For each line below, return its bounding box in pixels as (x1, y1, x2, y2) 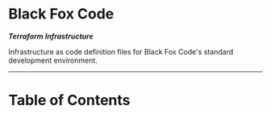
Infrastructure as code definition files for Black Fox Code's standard (8, 47, 234, 56)
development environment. (8, 55, 98, 65)
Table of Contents (8, 92, 131, 109)
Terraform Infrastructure (8, 31, 94, 41)
